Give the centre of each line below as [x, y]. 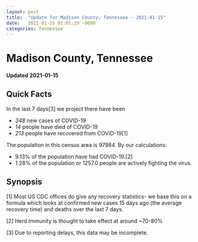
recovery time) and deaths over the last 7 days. [65, 209]
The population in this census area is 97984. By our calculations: [87, 144]
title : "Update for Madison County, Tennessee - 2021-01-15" [86, 17]
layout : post [23, 12]
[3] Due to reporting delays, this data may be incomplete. [77, 232]
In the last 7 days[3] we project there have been [66, 108]
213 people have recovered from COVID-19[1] [71, 133]
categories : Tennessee [35, 29]
